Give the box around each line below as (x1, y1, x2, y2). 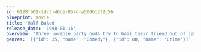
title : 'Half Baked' (6, 20, 58, 26)
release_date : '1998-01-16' (6, 25, 77, 32)
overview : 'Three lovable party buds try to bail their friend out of (6, 31, 186, 37)
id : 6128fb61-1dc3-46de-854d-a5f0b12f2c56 (6, 8, 114, 15)
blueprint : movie (6, 14, 50, 20)
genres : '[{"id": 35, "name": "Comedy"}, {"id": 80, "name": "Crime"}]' (6, 36, 191, 42)
